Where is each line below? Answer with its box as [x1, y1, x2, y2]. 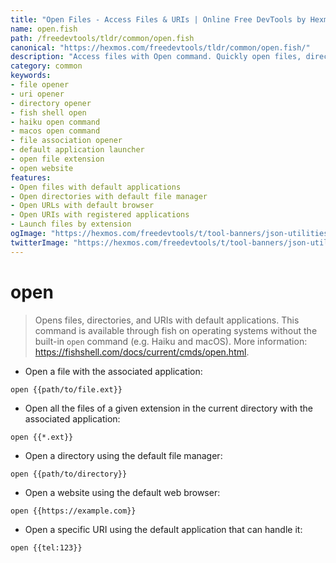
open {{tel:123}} [10, 542, 83, 553]
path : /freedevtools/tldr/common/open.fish [10, 33, 195, 43]
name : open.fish [10, 24, 78, 34]
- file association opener [10, 136, 123, 146]
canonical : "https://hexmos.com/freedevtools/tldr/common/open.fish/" [10, 42, 311, 53]
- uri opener [10, 89, 65, 99]
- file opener [10, 80, 70, 90]
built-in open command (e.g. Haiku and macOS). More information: [34, 335, 308, 347]
